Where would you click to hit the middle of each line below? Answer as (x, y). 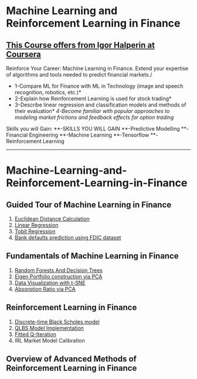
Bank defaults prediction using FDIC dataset (68, 237)
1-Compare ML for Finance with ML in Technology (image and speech (99, 86)
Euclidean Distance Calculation (52, 219)
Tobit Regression (35, 231)
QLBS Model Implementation (49, 328)
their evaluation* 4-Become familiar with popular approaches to (92, 111)
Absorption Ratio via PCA (45, 289)
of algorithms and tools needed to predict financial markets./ (79, 74)
